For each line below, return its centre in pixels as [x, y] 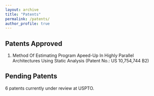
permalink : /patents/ [28, 19]
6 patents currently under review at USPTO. [50, 88]
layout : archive [22, 10]
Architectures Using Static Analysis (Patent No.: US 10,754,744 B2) [80, 61]
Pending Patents [31, 76]
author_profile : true [28, 24]
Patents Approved [34, 43]
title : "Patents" [23, 14]
